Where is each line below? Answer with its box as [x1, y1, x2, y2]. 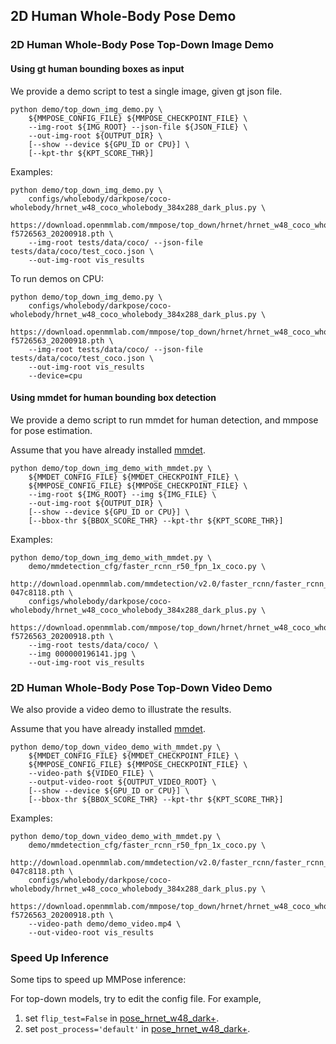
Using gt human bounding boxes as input [10, 62, 185, 74]
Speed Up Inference [10, 950, 110, 964]
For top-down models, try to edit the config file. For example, [10, 993, 262, 1005]
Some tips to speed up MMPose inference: [10, 974, 187, 986]
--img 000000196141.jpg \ [28, 649, 137, 659]
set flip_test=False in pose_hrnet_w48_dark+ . [24, 1012, 220, 1024]
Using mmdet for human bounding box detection [10, 392, 217, 404]
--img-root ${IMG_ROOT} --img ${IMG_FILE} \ [28, 489, 217, 499]
